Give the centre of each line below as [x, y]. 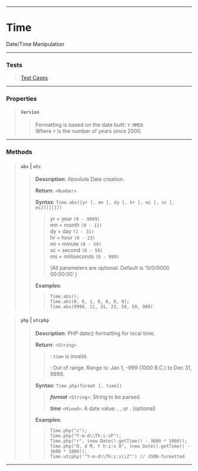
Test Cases [34, 78]
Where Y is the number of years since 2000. [89, 131]
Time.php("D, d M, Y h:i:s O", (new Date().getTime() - [120, 446]
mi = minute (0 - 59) [76, 244]
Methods [19, 152]
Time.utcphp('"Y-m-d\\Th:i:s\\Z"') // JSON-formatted [117, 456]
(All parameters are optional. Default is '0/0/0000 [110, 268]
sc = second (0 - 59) [76, 250]
